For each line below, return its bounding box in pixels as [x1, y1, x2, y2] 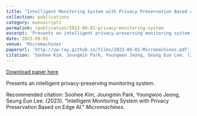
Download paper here [6, 68, 59, 75]
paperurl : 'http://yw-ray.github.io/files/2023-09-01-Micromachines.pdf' [6, 47, 191, 53]
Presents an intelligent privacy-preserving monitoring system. [6, 80, 155, 87]
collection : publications [6, 14, 69, 20]
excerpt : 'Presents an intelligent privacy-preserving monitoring [6, 30, 172, 36]
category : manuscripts [6, 19, 62, 25]
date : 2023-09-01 [6, 36, 49, 42]
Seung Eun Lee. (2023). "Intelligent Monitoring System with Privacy [6, 97, 169, 104]
